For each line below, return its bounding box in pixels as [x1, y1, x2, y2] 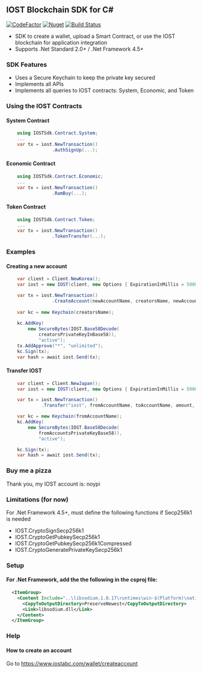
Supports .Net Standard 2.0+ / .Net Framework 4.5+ [14, 45, 144, 52]
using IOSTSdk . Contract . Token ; [17, 216, 96, 222]
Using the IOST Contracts [6, 102, 82, 110]
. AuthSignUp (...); [52, 147, 98, 153]
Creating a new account [6, 262, 67, 270]
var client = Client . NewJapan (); [17, 380, 101, 386]
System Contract [6, 117, 50, 124]
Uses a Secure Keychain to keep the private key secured [14, 74, 155, 81]
